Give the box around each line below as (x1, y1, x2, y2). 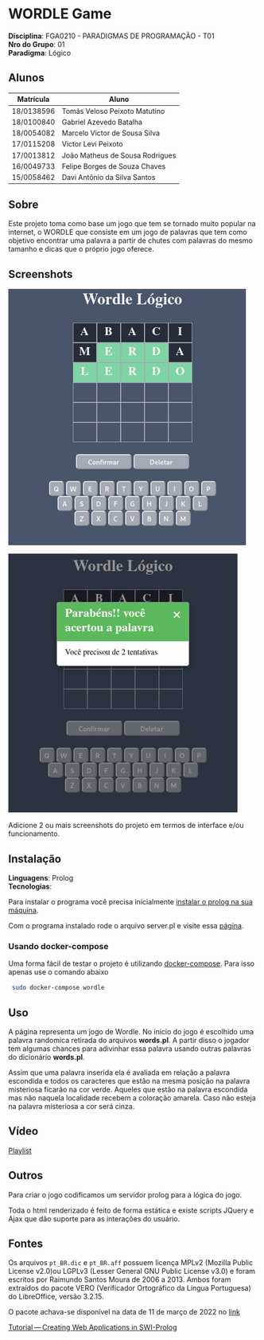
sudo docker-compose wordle (11, 984, 105, 992)
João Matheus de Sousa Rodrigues (61, 150, 177, 160)
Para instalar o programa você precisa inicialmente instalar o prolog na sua (8, 897, 253, 906)
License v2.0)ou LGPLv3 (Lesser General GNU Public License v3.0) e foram (8, 1267, 256, 1276)
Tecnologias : (8, 881, 52, 891)
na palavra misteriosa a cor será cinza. (8, 1101, 135, 1111)
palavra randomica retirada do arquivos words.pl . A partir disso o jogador (8, 1035, 250, 1045)
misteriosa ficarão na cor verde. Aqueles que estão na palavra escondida (8, 1084, 248, 1094)
